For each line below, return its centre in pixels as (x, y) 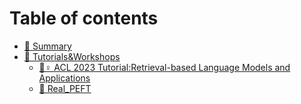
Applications (64, 78)
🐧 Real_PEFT (65, 88)
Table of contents (84, 18)
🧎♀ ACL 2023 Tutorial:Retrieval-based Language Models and (164, 67)
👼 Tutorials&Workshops (72, 56)
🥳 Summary (47, 46)
